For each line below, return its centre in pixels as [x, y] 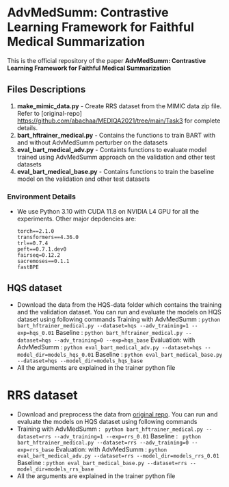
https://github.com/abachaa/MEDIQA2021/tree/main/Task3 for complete [119, 121]
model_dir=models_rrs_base [55, 469]
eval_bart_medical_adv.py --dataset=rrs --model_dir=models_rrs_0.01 [118, 456]
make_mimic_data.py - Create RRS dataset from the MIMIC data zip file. [119, 106]
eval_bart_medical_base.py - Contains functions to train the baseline [115, 171]
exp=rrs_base [36, 450]
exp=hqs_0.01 [36, 333]
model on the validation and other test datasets [83, 179]
